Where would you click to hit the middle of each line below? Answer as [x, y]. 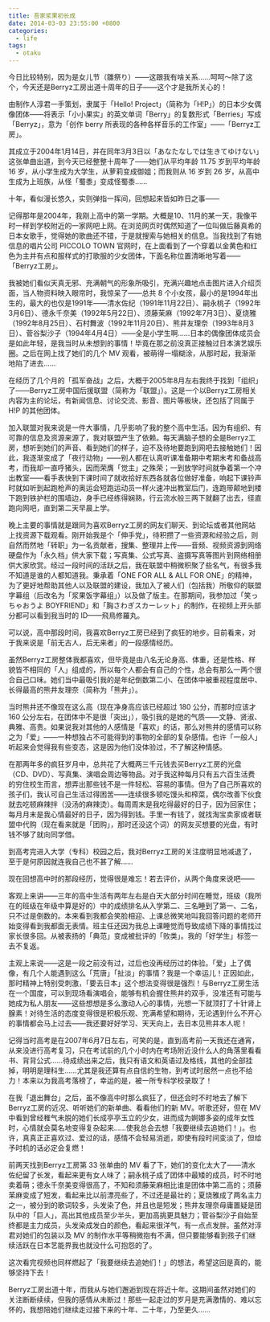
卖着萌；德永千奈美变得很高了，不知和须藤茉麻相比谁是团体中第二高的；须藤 [135, 1185]
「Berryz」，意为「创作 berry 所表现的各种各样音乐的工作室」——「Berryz [131, 124]
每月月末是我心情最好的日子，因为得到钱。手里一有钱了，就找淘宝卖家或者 [131, 814]
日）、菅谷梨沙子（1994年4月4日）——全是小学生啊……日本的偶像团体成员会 [135, 333]
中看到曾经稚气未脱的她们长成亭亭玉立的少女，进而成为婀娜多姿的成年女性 [131, 1117]
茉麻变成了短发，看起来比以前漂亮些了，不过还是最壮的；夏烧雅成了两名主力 [135, 1195]
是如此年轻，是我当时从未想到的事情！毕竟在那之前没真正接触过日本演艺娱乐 [135, 343]
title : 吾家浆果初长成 [42, 16]
